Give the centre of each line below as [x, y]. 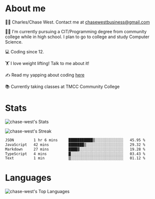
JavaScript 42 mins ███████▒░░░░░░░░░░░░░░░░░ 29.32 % [75, 145]
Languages [28, 178]
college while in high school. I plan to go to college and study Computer [77, 37]
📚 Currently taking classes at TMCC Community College [62, 87]
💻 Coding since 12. [25, 51]
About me [25, 9]
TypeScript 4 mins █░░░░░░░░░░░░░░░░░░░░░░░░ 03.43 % [75, 154]
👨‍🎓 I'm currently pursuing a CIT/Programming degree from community [76, 31]
